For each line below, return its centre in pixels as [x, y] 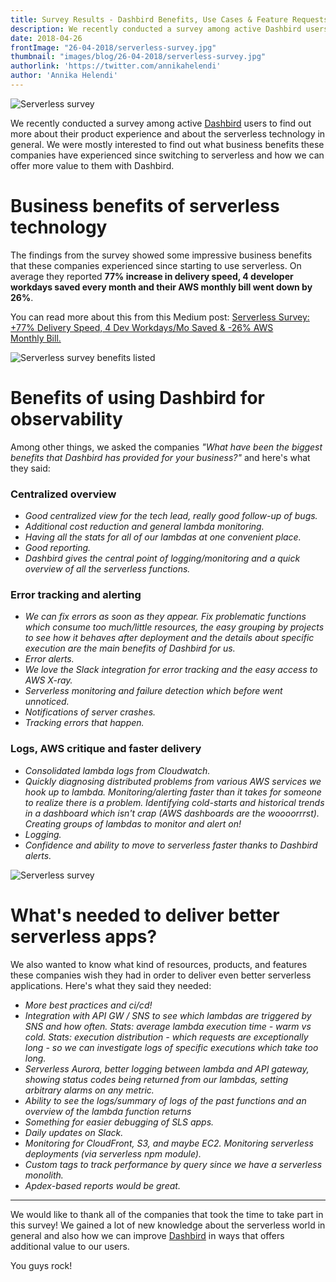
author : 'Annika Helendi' [64, 76]
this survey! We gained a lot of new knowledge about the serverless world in [168, 1225]
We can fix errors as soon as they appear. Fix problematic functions [165, 617]
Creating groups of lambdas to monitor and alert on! [133, 823]
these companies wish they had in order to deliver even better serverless [161, 975]
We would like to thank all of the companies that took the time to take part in [167, 1214]
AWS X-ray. [48, 680]
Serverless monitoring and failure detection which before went [153, 691]
